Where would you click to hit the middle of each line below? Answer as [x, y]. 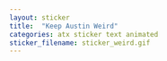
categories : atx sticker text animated [84, 34]
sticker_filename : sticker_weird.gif [80, 43]
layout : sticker [40, 17]
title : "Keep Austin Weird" [64, 26]
